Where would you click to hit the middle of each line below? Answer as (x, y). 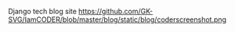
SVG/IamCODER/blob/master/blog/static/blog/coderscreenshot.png (117, 20)
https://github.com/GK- (116, 11)
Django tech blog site (42, 11)
